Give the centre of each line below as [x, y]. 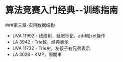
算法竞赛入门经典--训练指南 [62, 10]
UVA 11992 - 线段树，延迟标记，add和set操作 [59, 35]
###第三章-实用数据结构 [30, 25]
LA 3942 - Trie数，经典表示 [40, 42]
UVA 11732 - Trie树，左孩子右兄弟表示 [51, 48]
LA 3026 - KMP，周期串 [37, 54]
